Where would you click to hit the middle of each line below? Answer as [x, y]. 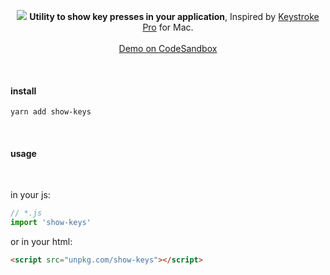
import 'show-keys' [51, 223]
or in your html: [41, 242]
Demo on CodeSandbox [168, 48]
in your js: [30, 195]
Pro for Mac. [168, 27]
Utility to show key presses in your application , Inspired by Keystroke [174, 16]
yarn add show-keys [51, 112]
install [23, 91]
